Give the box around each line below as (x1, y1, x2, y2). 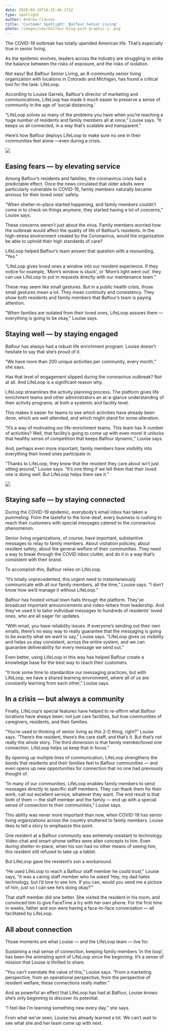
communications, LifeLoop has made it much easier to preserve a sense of (5, 97, 160, 103)
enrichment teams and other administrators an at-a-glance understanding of (5, 394, 164, 400)
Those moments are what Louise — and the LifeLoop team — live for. (5, 939, 149, 945)
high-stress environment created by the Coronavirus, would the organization (5, 233, 164, 239)
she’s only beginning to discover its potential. (5, 995, 99, 1001)
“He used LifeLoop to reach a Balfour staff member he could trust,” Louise (5, 868, 159, 874)
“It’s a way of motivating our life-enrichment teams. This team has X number (5, 424, 164, 431)
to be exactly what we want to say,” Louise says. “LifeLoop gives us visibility (5, 633, 164, 639)
